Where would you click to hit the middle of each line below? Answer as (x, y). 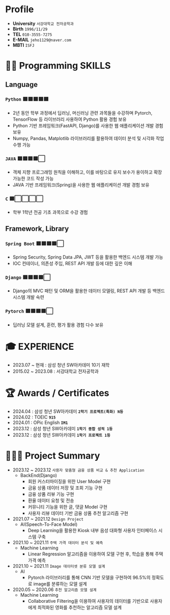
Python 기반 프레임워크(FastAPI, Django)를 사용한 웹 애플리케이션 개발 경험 (88, 125)
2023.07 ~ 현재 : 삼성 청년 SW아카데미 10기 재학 (61, 365)
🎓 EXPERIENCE (40, 346)
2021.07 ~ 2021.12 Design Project (48, 519)
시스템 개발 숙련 (28, 297)
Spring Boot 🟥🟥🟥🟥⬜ (35, 243)
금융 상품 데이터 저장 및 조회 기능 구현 (65, 488)
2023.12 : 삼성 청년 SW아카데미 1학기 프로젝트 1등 (61, 435)
